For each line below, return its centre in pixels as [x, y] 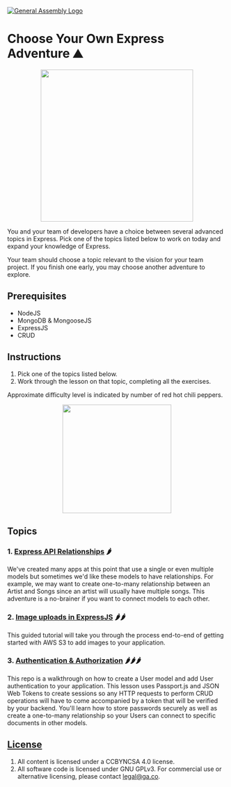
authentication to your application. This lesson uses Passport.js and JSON [113, 685]
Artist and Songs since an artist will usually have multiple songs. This [106, 592]
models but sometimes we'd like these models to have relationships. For [110, 576]
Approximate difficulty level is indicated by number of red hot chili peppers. [115, 395]
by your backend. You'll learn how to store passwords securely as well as [112, 708]
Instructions [34, 357]
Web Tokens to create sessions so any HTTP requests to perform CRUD [110, 693]
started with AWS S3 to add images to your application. [86, 642]
